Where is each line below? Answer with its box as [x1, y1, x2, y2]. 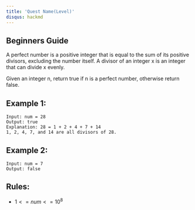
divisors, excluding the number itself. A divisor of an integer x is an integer [6, 57, 186, 65]
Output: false [6, 165, 41, 172]
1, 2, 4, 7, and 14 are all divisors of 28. [6, 130, 117, 136]
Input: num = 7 [6, 161, 43, 167]
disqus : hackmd [6, 14, 43, 20]
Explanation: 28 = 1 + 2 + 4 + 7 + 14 [6, 124, 101, 130]
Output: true [6, 119, 38, 125]
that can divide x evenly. [6, 64, 65, 71]
